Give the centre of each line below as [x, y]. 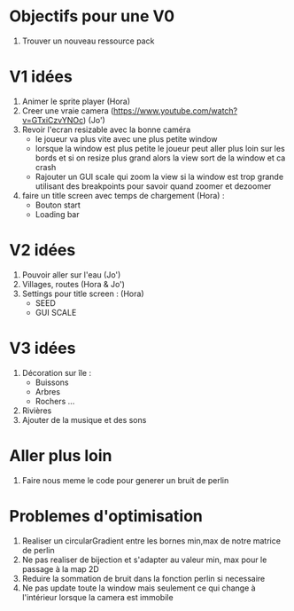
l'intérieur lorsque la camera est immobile [98, 597]
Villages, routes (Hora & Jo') [73, 284]
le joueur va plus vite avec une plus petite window [126, 138]
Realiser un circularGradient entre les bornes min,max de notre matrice [151, 540]
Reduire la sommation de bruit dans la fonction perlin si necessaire [143, 578]
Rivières [37, 411]
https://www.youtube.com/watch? [176, 110]
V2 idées [43, 251]
